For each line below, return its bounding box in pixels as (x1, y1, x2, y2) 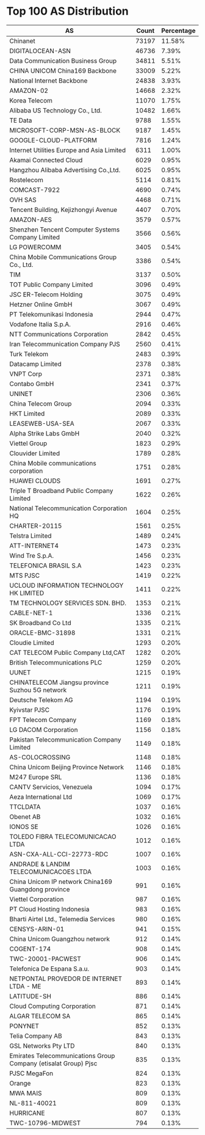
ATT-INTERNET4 (9, 541, 59, 550)
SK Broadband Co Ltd (9, 618, 71, 627)
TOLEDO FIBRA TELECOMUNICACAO (9, 832, 117, 841)
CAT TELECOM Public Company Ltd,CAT (9, 648, 126, 657)
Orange (9, 1079, 31, 1087)
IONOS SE (9, 822, 38, 831)
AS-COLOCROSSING (9, 753, 71, 761)
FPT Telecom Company (9, 715, 77, 724)
